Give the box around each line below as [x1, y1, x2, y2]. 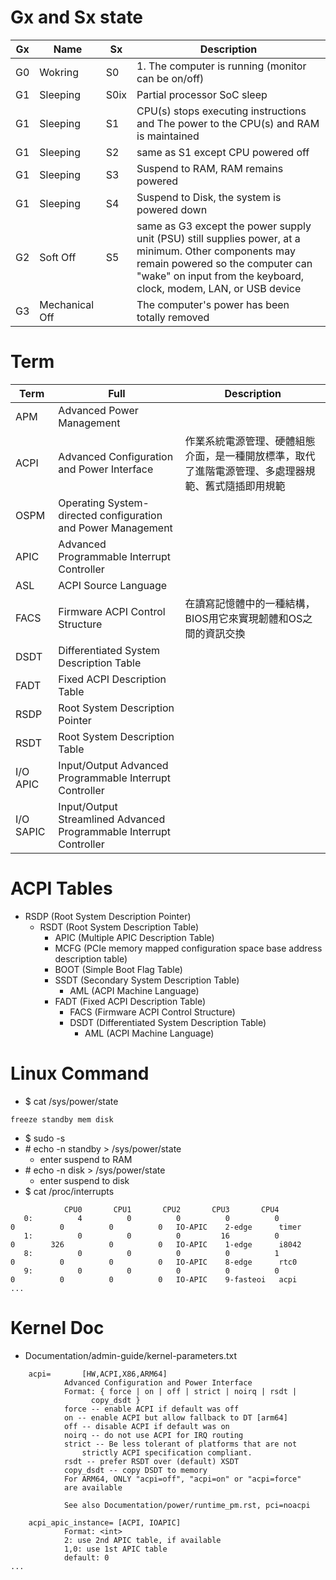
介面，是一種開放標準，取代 [184, 449, 316, 463]
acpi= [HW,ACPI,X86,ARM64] [28, 1369, 168, 1379]
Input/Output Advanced [58, 758, 169, 772]
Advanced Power [58, 403, 139, 417]
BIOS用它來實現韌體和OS [184, 611, 303, 625]
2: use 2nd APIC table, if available [63, 1535, 222, 1545]
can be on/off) [136, 71, 205, 85]
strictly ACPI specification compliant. [81, 1447, 253, 1458]
